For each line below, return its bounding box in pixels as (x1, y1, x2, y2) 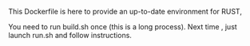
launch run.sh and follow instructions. (8, 31, 132, 40)
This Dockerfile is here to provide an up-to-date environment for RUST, (8, 7, 242, 16)
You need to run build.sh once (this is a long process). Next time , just (8, 22, 237, 31)
